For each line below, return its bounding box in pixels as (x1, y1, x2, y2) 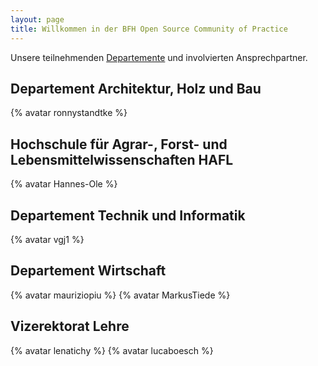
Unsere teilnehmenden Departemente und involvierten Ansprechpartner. (10, 51, 308, 63)
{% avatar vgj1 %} (10, 233, 85, 245)
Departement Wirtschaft (10, 262, 167, 280)
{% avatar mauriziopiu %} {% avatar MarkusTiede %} (10, 289, 231, 301)
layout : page (10, 14, 65, 25)
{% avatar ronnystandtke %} (10, 107, 128, 119)
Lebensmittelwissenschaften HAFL (10, 151, 234, 168)
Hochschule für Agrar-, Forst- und (10, 136, 228, 153)
